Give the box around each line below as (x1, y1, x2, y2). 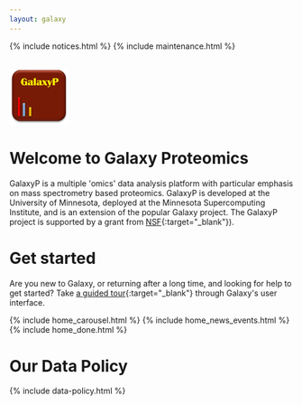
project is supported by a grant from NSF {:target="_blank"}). (9, 216, 234, 227)
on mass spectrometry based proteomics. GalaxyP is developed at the (9, 187, 270, 198)
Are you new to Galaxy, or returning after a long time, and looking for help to (9, 278, 292, 288)
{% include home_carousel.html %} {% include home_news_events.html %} (9, 315, 290, 325)
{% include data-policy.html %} (9, 385, 126, 397)
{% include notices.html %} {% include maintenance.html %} (9, 41, 236, 52)
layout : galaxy (9, 14, 67, 24)
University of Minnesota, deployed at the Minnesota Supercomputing (9, 197, 266, 208)
